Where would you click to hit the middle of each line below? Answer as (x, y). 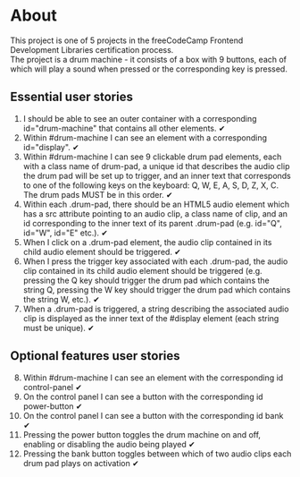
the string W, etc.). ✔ (62, 299)
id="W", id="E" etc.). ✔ (65, 233)
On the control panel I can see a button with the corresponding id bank (153, 415)
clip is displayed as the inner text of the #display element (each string (151, 318)
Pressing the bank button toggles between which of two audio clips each (157, 454)
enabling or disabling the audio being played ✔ (109, 444)
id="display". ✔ (51, 147)
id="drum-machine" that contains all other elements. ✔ (124, 128)
